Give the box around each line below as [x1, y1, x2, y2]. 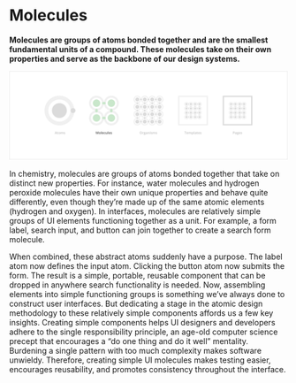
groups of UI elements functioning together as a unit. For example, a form [9, 216, 277, 226]
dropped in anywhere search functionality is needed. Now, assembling [9, 280, 266, 290]
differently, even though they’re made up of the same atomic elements [9, 196, 265, 208]
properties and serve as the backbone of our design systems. [9, 53, 240, 64]
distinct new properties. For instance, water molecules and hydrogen [9, 178, 260, 188]
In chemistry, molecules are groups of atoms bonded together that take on [9, 169, 280, 180]
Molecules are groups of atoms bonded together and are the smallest [9, 34, 269, 45]
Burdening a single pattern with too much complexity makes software [9, 346, 262, 356]
